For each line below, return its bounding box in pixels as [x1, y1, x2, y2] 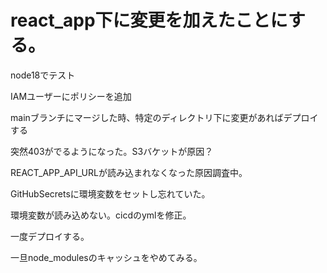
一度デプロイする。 [10, 230, 90, 242]
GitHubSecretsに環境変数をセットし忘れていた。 [10, 187, 211, 200]
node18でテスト [10, 69, 76, 81]
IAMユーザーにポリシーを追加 [10, 90, 132, 102]
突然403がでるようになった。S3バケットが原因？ [10, 145, 214, 157]
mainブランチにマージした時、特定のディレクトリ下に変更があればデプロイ [10, 111, 319, 123]
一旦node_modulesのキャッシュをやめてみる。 [10, 251, 203, 263]
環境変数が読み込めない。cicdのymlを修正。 [10, 209, 192, 221]
